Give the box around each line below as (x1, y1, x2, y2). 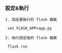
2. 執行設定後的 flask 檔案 (5, 36, 57, 41)
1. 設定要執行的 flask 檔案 (5, 17, 57, 22)
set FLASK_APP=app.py (7, 26, 52, 31)
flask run (7, 44, 28, 49)
